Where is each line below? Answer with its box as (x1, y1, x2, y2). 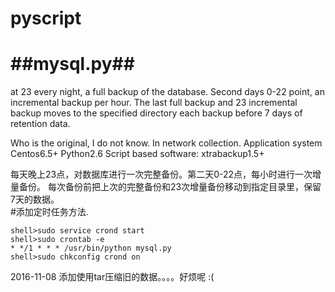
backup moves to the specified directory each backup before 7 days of (10, 107, 303, 119)
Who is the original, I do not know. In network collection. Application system (10, 137, 323, 149)
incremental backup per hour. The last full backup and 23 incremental (10, 97, 298, 109)
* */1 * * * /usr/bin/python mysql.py (10, 243, 172, 254)
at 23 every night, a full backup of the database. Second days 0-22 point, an (10, 86, 325, 98)
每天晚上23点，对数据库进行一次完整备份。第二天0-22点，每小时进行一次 (10, 168, 313, 181)
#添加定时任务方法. (10, 206, 89, 218)
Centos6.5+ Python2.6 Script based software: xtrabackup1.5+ (10, 148, 265, 160)
